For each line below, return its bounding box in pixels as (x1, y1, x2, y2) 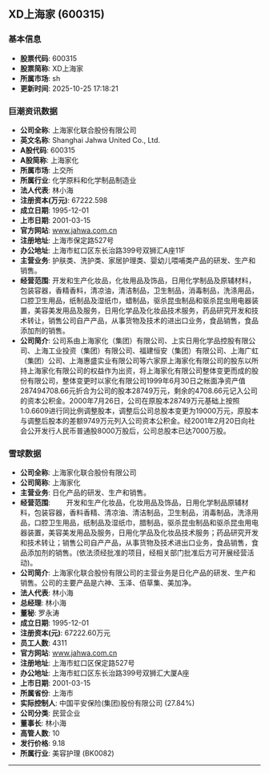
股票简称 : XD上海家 (19, 63, 84, 73)
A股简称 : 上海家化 (19, 155, 79, 164)
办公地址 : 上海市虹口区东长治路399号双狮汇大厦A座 (19, 668, 190, 678)
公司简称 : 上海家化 (19, 478, 81, 488)
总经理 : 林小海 (19, 598, 66, 608)
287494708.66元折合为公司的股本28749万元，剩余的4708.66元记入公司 (19, 386, 258, 395)
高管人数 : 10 (19, 728, 60, 738)
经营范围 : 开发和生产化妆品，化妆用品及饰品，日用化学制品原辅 (19, 498, 242, 508)
